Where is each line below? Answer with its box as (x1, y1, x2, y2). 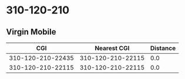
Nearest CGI (95, 44, 130, 52)
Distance (150, 44, 176, 52)
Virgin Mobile (6, 27, 56, 37)
